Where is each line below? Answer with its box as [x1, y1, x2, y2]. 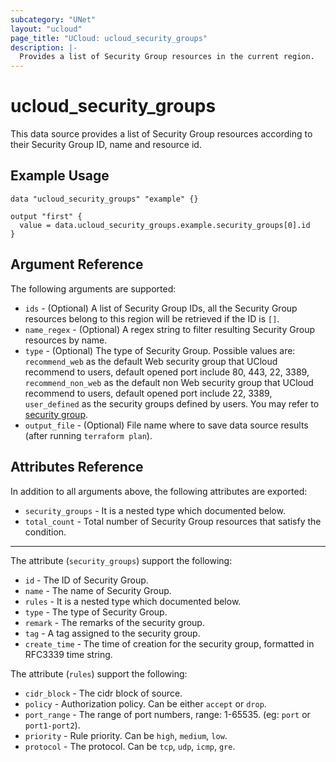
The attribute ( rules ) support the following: [10, 667, 188, 680]
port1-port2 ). [24, 719, 81, 731]
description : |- [10, 42, 78, 53]
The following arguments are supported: [10, 282, 177, 295]
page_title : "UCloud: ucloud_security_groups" [10, 33, 208, 43]
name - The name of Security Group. [24, 584, 172, 596]
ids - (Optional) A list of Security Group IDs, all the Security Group [24, 302, 298, 314]
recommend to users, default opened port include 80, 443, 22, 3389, [24, 366, 310, 378]
